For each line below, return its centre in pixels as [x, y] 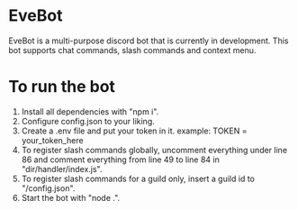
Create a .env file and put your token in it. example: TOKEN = [134, 131]
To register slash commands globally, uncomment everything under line [154, 150]
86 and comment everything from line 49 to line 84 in [120, 160]
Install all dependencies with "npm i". [90, 111]
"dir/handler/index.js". [62, 169]
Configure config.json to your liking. [88, 121]
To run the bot [62, 87]
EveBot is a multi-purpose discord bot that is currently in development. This [149, 41]
